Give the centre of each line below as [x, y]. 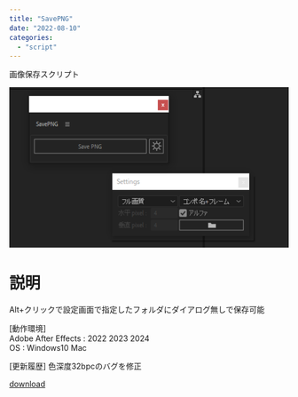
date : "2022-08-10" [45, 28]
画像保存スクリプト [44, 75]
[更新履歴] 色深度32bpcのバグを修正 [75, 366]
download [27, 384]
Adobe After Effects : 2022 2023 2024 [79, 338]
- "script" [37, 47]
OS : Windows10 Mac [48, 347]
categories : [31, 37]
